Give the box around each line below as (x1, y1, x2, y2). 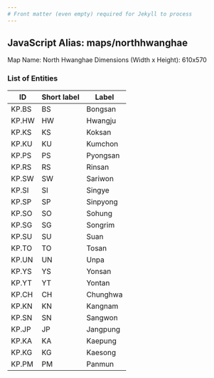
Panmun (86, 359, 114, 369)
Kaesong (86, 347, 117, 357)
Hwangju (86, 116, 117, 126)
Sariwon (86, 173, 114, 183)
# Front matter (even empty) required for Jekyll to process (7, 10, 193, 18)
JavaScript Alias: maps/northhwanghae (7, 37, 188, 49)
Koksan (86, 127, 112, 137)
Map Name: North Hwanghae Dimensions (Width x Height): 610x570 (7, 56, 208, 64)
